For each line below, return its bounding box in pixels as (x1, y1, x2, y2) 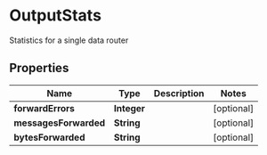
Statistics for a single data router (9, 35, 129, 45)
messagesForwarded (13, 117, 106, 129)
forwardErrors (13, 102, 76, 114)
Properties (9, 61, 69, 76)
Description (153, 86, 205, 99)
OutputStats (9, 5, 102, 26)
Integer (114, 102, 145, 114)
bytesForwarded (13, 131, 85, 143)
